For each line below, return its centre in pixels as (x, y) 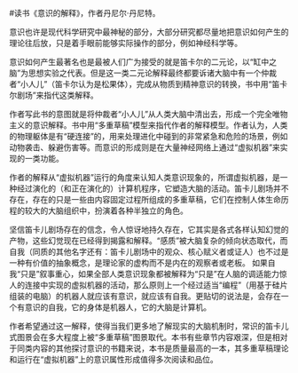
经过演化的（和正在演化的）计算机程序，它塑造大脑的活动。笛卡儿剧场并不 (153, 188)
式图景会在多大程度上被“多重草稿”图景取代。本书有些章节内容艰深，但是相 (145, 337)
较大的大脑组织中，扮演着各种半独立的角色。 (106, 210)
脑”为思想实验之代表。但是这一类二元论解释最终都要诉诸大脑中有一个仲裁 (143, 73)
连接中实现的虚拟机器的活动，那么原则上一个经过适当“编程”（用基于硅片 (156, 285)
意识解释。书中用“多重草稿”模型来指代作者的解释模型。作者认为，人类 (160, 125)
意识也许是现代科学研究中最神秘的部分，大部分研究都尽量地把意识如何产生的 (149, 32)
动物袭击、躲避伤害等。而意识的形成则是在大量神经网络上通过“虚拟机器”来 (145, 147)
